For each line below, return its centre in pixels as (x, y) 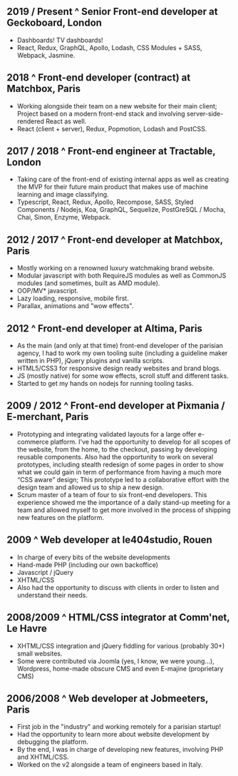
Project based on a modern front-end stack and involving (101, 113)
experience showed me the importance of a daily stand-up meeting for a (124, 502)
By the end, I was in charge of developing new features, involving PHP (120, 750)
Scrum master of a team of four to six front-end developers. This (112, 494)
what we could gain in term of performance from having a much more (119, 472)
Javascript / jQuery (45, 572)
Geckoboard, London (55, 23)
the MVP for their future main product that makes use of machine (113, 187)
